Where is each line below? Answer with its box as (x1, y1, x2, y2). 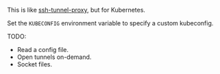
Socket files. (16, 60, 53, 68)
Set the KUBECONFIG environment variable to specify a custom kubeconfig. (7, 19, 214, 27)
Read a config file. (16, 46, 69, 53)
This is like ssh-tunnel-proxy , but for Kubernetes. (7, 6, 146, 14)
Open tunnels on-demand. (16, 53, 92, 61)
